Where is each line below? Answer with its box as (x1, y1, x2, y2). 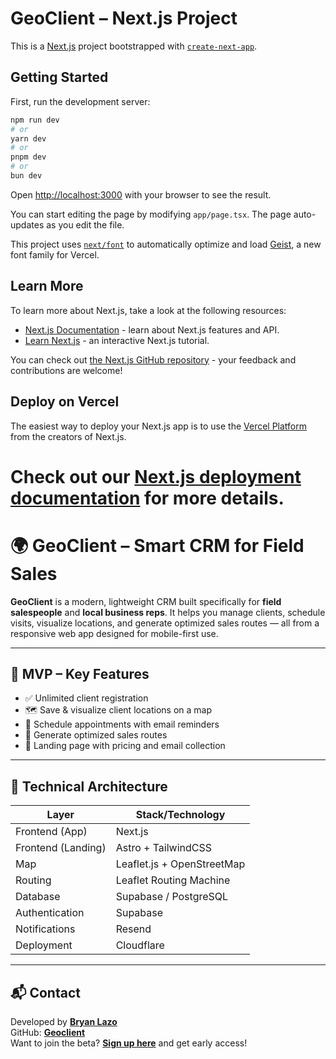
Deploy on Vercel (10, 393, 120, 411)
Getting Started (10, 69, 109, 86)
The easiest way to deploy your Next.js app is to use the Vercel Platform (10, 420, 308, 432)
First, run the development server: (10, 95, 151, 107)
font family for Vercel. (10, 248, 100, 261)
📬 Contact (10, 984, 81, 1001)
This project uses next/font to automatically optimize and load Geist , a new (10, 238, 322, 250)
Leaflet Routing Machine (115, 873, 231, 887)
